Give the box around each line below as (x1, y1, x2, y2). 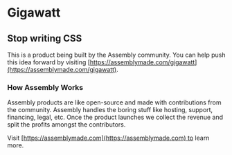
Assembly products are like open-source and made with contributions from (7, 98, 222, 107)
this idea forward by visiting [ (7, 58, 91, 66)
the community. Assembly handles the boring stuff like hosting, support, (7, 106, 213, 114)
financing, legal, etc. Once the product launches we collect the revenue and (7, 113, 224, 122)
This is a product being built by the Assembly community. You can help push (7, 51, 226, 59)
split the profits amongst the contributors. (7, 120, 126, 129)
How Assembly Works (7, 82, 84, 92)
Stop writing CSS (7, 33, 82, 44)
